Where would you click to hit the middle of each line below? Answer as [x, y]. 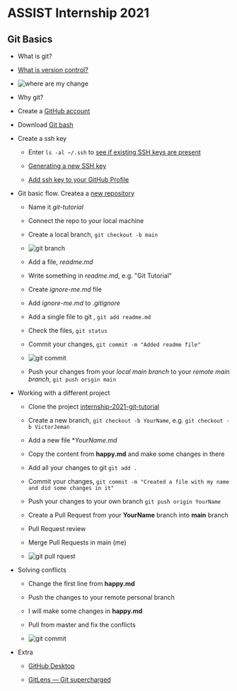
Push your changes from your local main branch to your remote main [129, 372]
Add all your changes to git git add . [82, 468]
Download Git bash [45, 125]
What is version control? [53, 70]
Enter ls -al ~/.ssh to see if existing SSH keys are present [115, 152]
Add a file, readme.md [60, 262]
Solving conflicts [42, 570]
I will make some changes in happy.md [85, 611]
